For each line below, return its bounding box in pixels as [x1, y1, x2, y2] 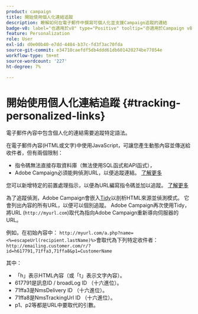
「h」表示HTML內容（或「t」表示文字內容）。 [14, 272, 125, 279]
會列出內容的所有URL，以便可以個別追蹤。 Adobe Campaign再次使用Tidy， [6, 202, 190, 209]
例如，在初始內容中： [6, 229, 58, 237]
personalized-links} [6, 109, 106, 122]
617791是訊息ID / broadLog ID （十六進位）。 [14, 279, 122, 287]
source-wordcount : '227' [6, 58, 67, 64]
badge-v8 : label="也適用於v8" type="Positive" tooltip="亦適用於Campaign [6, 25, 184, 31]
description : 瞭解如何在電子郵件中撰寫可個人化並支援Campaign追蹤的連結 [6, 20, 167, 25]
